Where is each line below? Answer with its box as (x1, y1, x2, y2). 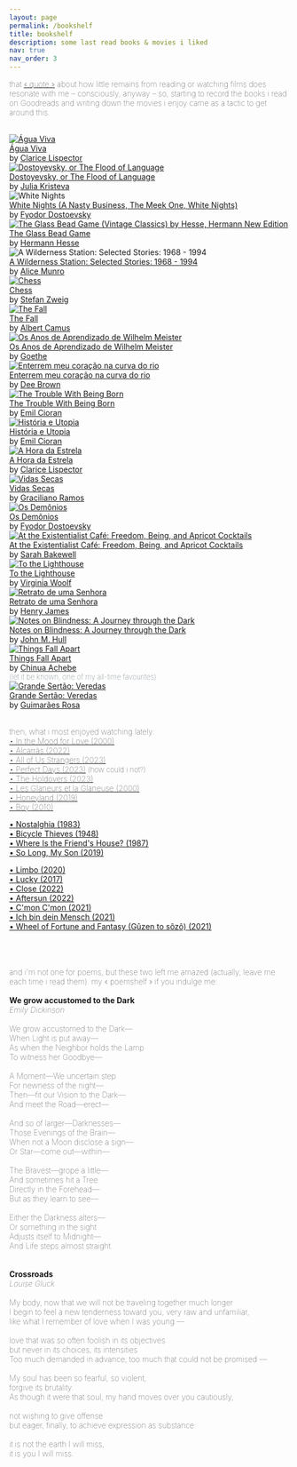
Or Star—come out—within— (9, 1146, 111, 1156)
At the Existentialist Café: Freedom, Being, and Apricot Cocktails (9, 539, 244, 550)
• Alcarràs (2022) (9, 745, 71, 755)
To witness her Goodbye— (9, 1052, 103, 1062)
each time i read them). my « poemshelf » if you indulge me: (9, 977, 218, 986)
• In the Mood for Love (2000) (9, 736, 115, 746)
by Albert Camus (9, 323, 71, 333)
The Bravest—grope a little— (9, 1165, 109, 1176)
